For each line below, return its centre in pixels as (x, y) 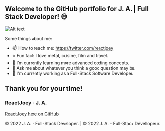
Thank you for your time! (44, 89)
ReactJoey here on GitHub (32, 114)
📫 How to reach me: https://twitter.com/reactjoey (63, 48)
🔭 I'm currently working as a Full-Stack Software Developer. (73, 73)
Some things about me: (29, 38)
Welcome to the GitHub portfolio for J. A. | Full (77, 9)
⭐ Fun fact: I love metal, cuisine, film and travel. (60, 55)
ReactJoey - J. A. (26, 103)
